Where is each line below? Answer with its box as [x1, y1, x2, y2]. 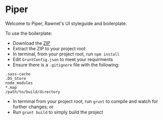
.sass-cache [5, 71, 31, 77]
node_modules [5, 80, 33, 85]
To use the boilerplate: [5, 30, 52, 36]
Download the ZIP [12, 40, 50, 46]
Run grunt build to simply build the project [12, 109, 103, 115]
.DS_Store [5, 76, 26, 81]
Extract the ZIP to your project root [12, 45, 86, 51]
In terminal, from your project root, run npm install [12, 51, 120, 57]
